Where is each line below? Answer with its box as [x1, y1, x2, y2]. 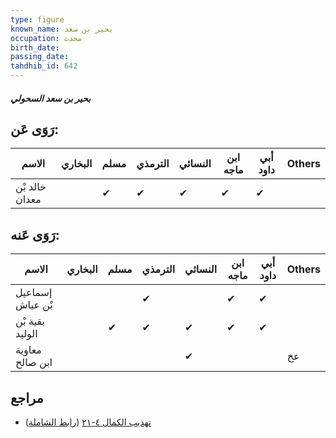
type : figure [10, 14, 65, 25]
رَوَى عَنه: [10, 226, 60, 243]
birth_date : [10, 42, 60, 53]
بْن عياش [15, 298, 53, 312]
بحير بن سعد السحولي [10, 92, 92, 104]
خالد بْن [15, 180, 47, 194]
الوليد [15, 327, 38, 341]
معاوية [15, 343, 42, 357]
